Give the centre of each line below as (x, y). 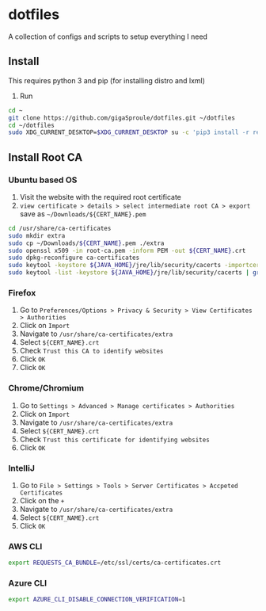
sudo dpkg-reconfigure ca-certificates (74, 258)
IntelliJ (22, 468)
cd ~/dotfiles (32, 125)
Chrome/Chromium (46, 388)
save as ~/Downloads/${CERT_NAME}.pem (83, 214)
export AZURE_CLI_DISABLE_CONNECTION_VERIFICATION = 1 (97, 600)
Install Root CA (46, 157)
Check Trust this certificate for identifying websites (114, 439)
